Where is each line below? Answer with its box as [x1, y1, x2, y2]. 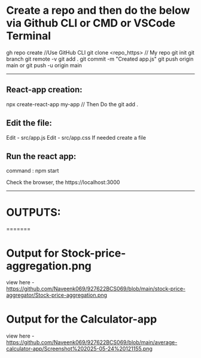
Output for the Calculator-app [6, 312, 157, 326]
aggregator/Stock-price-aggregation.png [6, 291, 108, 299]
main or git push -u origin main [6, 61, 83, 69]
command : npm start [6, 167, 59, 175]
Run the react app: [6, 151, 77, 161]
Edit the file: [6, 118, 53, 128]
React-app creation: [6, 85, 83, 95]
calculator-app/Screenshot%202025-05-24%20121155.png [6, 345, 153, 353]
